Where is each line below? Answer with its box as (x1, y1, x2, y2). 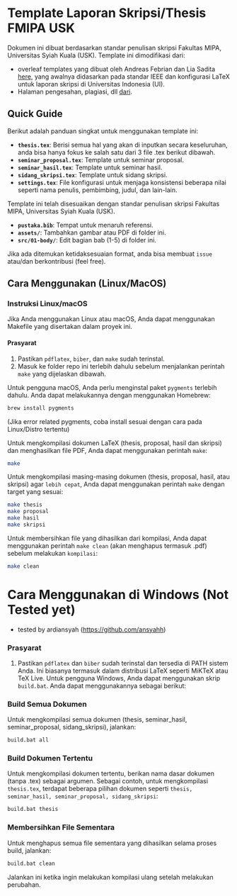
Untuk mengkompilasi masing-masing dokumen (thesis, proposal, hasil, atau (7, 473, 230, 481)
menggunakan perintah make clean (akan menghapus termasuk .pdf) (7, 541, 207, 550)
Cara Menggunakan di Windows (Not (7, 586, 229, 603)
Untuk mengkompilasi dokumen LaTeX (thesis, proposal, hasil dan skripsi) (7, 438, 223, 447)
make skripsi (7, 521, 46, 529)
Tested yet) (7, 601, 76, 617)
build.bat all (7, 737, 50, 744)
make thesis (7, 501, 42, 508)
